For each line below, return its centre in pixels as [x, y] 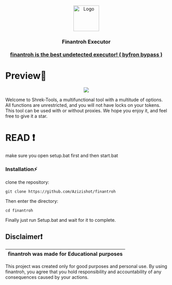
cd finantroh [19, 211]
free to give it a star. [26, 116]
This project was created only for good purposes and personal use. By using [87, 266]
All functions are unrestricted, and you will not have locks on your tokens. [83, 105]
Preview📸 [26, 76]
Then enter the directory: [32, 201]
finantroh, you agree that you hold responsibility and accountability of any [83, 272]
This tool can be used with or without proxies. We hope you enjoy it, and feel [86, 110]
